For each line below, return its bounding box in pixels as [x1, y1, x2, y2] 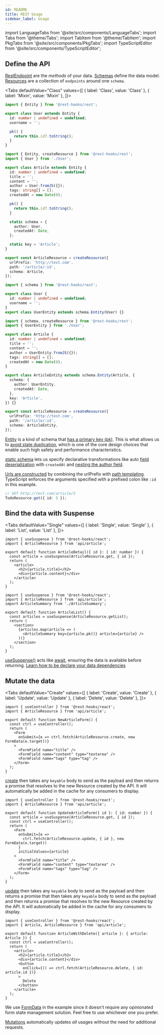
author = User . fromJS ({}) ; [9, 183, 65, 188]
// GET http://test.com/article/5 [5, 491, 76, 496]
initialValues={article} [18, 849, 69, 854]
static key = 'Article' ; [9, 242, 60, 247]
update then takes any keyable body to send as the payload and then [5, 888, 145, 894]
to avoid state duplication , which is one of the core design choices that [5, 441, 148, 447]
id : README [5, 7, 27, 12]
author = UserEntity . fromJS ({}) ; [9, 350, 78, 355]
